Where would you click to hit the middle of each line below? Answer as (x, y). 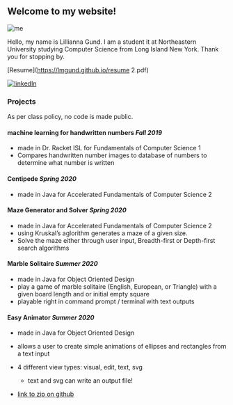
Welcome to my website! (62, 11)
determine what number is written (66, 163)
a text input (33, 354)
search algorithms (43, 248)
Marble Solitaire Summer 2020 (53, 264)
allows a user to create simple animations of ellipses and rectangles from (122, 347)
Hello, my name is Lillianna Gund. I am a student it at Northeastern (102, 42)
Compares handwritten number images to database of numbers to (112, 155)
